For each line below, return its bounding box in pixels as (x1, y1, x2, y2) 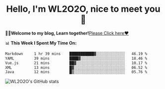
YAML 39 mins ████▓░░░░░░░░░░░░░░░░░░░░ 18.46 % (5, 56, 148, 61)
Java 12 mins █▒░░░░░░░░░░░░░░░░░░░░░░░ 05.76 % (5, 70, 148, 75)
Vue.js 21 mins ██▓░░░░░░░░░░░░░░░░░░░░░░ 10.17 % (5, 60, 148, 65)
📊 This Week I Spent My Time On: (5, 40, 77, 46)
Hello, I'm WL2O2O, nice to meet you (6, 3, 161, 15)
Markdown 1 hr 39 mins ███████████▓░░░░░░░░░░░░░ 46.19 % (5, 51, 148, 56)
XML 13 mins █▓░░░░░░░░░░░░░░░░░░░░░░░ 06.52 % (5, 65, 148, 70)
